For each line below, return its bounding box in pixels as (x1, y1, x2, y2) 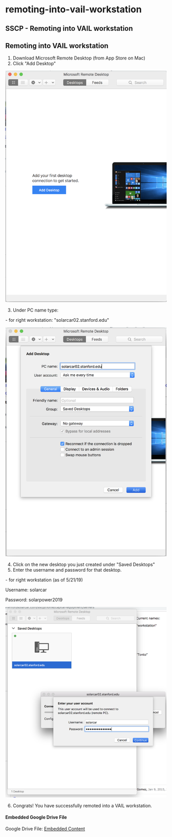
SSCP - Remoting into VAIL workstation (5, 24, 133, 33)
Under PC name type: (12, 307, 59, 314)
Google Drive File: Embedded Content (5, 826, 85, 832)
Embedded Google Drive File (5, 814, 68, 821)
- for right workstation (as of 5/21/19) (5, 577, 83, 583)
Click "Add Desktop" (12, 61, 56, 67)
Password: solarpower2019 (5, 597, 63, 602)
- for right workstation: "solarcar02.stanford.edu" (5, 317, 109, 323)
